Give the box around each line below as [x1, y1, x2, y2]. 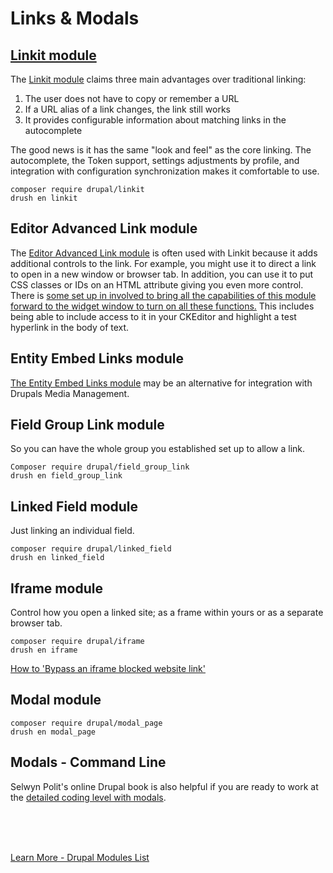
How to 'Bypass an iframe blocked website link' [10, 663, 206, 675]
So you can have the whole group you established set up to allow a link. [10, 443, 306, 455]
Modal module [10, 692, 102, 709]
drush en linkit [10, 193, 78, 203]
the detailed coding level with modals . [10, 791, 167, 803]
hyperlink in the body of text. [10, 321, 130, 333]
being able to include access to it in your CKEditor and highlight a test [10, 310, 297, 322]
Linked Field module [10, 498, 139, 515]
